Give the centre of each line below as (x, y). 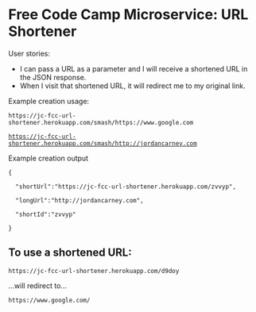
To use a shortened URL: (70, 253)
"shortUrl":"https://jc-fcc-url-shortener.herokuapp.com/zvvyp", (126, 187)
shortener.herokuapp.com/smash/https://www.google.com (101, 122)
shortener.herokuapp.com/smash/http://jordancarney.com (103, 143)
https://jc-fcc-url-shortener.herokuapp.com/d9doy (94, 271)
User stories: (29, 53)
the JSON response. (53, 77)
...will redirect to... (38, 285)
